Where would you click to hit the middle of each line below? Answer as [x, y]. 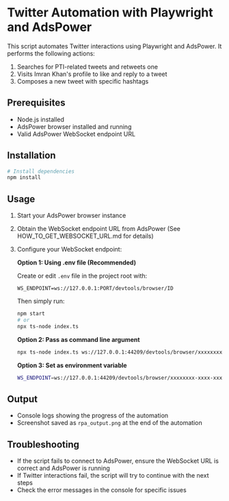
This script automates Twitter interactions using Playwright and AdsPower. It [114, 46]
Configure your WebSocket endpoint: [69, 249]
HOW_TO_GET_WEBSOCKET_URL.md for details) [85, 236]
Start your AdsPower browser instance [71, 216]
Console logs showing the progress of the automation [93, 415]
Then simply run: [41, 301]
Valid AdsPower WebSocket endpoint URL [76, 134]
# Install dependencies [41, 171]
